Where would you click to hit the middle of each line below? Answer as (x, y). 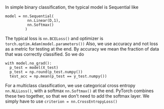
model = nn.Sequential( (30, 16)
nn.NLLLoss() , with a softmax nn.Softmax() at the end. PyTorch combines (80, 91)
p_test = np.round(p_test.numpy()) (46, 72)
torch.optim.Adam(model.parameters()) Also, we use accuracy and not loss (82, 44)
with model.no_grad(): (28, 63)
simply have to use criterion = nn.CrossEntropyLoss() (61, 101)
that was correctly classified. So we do (45, 54)
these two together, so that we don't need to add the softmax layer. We (77, 96)
